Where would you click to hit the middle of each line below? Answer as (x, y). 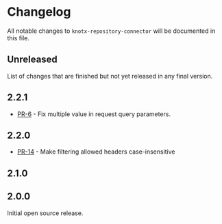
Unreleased (33, 60)
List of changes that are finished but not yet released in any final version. (110, 76)
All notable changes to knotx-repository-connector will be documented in (111, 31)
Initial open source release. (45, 213)
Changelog (39, 12)
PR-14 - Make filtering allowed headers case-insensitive (96, 152)
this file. (18, 38)
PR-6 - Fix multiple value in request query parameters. (94, 114)
